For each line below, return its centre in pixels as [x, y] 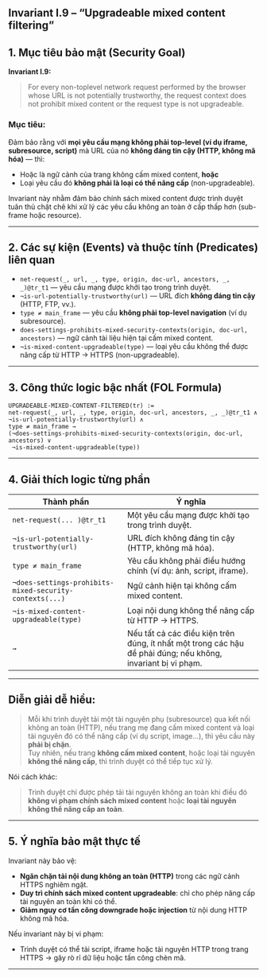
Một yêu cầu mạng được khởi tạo [188, 514]
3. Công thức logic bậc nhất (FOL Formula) [115, 388]
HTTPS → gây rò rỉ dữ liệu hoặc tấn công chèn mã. [103, 957]
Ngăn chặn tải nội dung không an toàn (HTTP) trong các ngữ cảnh [130, 876]
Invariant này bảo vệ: [43, 860]
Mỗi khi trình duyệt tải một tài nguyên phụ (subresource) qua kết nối [139, 719]
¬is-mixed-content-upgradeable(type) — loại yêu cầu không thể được [134, 347]
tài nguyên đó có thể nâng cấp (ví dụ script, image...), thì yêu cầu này [141, 735]
